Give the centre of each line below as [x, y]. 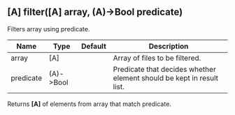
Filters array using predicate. [49, 29]
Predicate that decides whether [165, 69]
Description [169, 46]
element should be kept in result [166, 78]
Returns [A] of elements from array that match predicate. [89, 104]
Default [94, 46]
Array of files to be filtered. [157, 58]
